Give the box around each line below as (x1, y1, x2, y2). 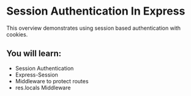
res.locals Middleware (15, 84, 71, 91)
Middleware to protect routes (15, 77, 89, 84)
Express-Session (15, 71, 58, 78)
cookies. (6, 30, 28, 38)
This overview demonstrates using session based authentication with (6, 24, 181, 32)
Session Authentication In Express (6, 4, 185, 18)
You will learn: (6, 49, 62, 59)
